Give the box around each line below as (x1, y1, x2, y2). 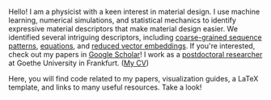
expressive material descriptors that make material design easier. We (8, 24, 239, 33)
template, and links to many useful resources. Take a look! (8, 82, 202, 92)
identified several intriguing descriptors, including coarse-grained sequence (8, 32, 262, 42)
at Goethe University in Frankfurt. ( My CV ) (8, 58, 150, 68)
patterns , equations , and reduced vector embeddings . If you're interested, (8, 41, 256, 51)
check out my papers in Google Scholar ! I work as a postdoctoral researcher (8, 50, 263, 59)
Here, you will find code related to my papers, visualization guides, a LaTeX (8, 74, 259, 83)
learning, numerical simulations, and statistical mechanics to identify (8, 15, 237, 25)
